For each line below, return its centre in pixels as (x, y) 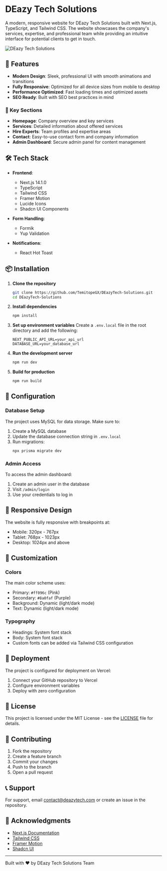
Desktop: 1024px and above (41, 542)
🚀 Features (22, 64)
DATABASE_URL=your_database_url (46, 344)
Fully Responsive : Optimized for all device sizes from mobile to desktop (86, 87)
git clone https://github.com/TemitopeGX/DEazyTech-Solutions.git (83, 292)
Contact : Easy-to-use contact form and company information (75, 137)
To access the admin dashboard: (39, 474)
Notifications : (27, 243)
